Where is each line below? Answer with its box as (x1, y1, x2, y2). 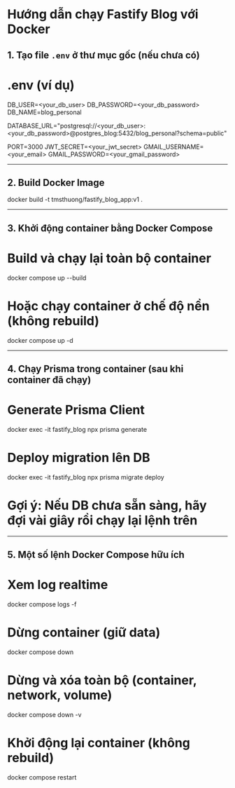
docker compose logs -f (7, 600, 77, 609)
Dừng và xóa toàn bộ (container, (7, 672, 197, 688)
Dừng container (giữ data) (7, 625, 161, 641)
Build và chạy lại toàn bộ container (7, 250, 212, 266)
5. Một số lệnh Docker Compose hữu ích (7, 549, 185, 561)
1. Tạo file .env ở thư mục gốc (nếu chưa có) (7, 49, 201, 61)
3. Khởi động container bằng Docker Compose (7, 222, 213, 234)
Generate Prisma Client (7, 402, 145, 418)
